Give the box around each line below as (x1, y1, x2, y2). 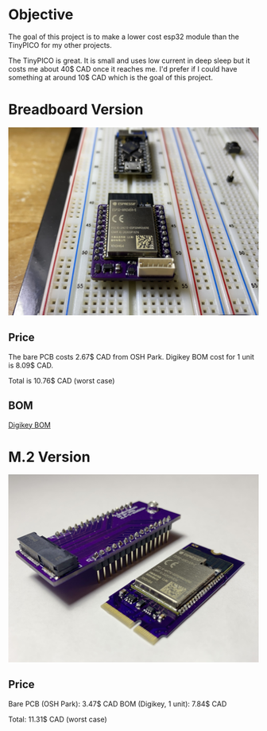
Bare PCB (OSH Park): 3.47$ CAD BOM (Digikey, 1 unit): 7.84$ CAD (8, 698, 227, 709)
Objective (8, 6, 74, 24)
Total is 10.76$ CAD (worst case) (8, 375, 115, 385)
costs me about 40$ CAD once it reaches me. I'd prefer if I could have (8, 64, 238, 73)
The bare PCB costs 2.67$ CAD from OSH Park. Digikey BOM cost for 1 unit (8, 352, 254, 361)
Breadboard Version (8, 101, 144, 119)
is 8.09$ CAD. (8, 360, 54, 370)
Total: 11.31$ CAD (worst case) (8, 714, 107, 724)
